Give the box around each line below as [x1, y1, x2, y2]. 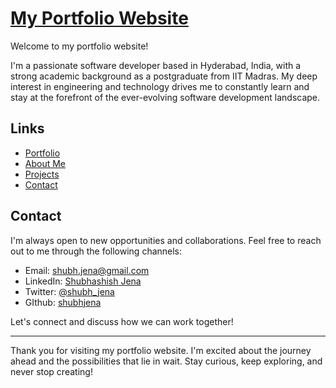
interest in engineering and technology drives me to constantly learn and [10, 80, 310, 92]
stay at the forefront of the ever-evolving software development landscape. [10, 91, 321, 103]
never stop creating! [10, 365, 93, 377]
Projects [24, 168, 60, 180]
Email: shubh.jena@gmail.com [24, 264, 150, 276]
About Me [24, 157, 67, 169]
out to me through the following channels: [10, 245, 183, 257]
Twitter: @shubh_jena [24, 285, 115, 297]
